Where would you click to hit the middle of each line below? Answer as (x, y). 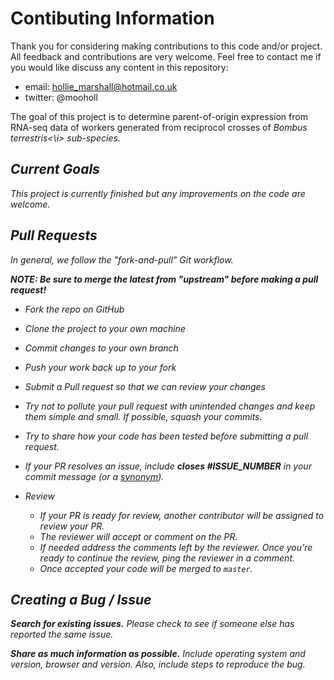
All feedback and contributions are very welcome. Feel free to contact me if (166, 56)
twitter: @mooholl (61, 97)
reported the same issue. (62, 634)
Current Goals (55, 169)
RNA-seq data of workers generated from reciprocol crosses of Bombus (159, 127)
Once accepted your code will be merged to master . (146, 568)
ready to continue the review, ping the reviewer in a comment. (167, 558)
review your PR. (72, 526)
